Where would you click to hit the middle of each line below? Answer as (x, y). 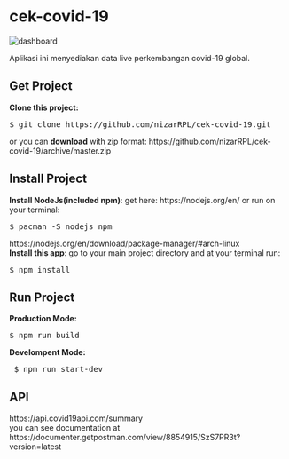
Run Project (42, 297)
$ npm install (40, 269)
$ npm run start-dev (59, 369)
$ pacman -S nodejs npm (61, 226)
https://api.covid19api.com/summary (76, 418)
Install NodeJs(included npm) (65, 200)
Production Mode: (43, 319)
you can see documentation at (65, 428)
